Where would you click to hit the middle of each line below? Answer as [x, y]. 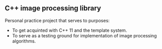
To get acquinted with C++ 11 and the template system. [70, 30]
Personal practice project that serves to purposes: [57, 20]
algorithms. [24, 41]
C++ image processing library [53, 8]
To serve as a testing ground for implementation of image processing [84, 35]
